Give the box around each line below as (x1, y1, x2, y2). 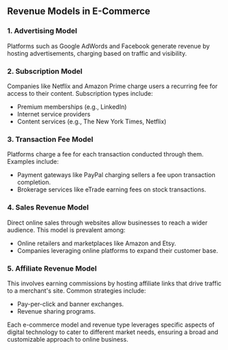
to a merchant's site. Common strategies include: (7, 286, 146, 295)
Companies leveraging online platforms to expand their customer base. (16, 246, 218, 254)
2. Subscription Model (7, 66, 82, 76)
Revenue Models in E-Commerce (7, 6, 151, 17)
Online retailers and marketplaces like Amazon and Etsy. (16, 239, 176, 247)
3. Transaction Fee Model (7, 134, 94, 144)
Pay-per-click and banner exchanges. (16, 300, 124, 308)
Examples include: (7, 158, 59, 166)
